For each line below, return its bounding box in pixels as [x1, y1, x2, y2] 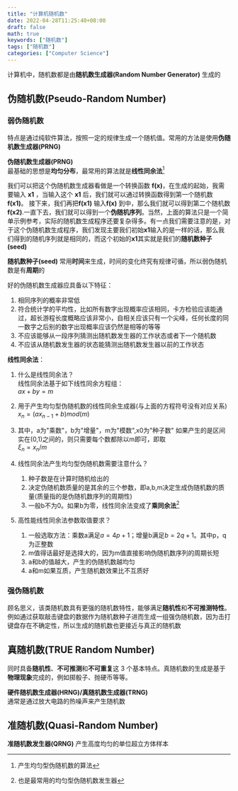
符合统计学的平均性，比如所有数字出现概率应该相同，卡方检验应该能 [17, 305, 217, 314]
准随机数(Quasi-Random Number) [7, 719, 159, 732]
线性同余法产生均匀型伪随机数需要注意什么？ [17, 459, 149, 467]
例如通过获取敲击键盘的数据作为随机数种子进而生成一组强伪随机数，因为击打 [7, 612, 231, 620]
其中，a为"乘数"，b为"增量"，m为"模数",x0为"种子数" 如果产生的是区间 [17, 426, 225, 435]
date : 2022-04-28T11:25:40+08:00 [7, 17, 106, 24]
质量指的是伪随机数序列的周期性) [36, 491, 132, 500]
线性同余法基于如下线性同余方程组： [17, 380, 124, 388]
